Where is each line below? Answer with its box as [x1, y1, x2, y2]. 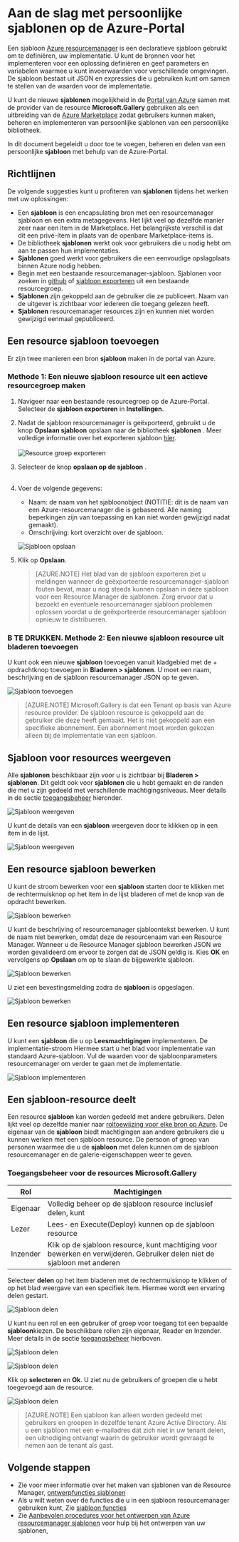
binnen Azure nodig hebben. [17, 261, 102, 270]
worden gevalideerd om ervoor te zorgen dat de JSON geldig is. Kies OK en [7, 948, 230, 956]
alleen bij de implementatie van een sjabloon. [24, 731, 158, 740]
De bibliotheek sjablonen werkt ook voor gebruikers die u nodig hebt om [17, 238, 231, 247]
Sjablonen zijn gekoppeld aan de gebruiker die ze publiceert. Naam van [17, 291, 229, 300]
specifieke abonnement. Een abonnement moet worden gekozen [24, 724, 215, 732]
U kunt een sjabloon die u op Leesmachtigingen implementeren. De [7, 1036, 208, 1045]
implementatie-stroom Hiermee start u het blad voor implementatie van [7, 1044, 216, 1052]
